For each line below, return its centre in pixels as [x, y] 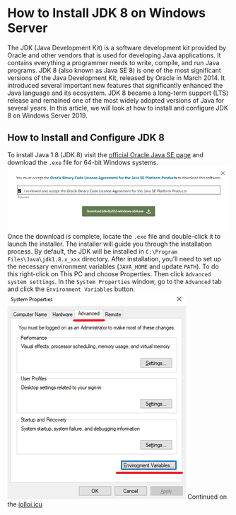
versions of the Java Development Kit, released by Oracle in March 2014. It [116, 78]
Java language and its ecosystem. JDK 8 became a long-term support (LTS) [118, 93]
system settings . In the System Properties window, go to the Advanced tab [115, 282]
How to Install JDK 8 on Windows [107, 13]
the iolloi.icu [25, 504]
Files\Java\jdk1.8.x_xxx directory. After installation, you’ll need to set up [114, 259]
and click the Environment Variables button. [71, 289]
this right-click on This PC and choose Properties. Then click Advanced [109, 274]
